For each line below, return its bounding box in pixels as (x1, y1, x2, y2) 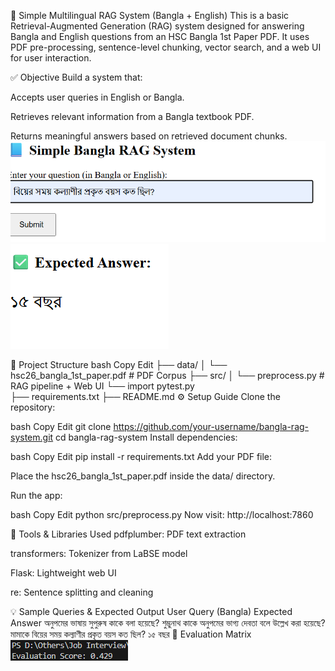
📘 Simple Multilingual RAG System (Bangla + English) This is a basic (10, 10, 290, 21)
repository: (10, 401, 56, 414)
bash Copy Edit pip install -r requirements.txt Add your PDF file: (10, 451, 273, 463)
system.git (10, 431, 54, 444)
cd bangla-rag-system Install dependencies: (55, 431, 238, 444)
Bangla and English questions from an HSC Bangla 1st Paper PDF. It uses (10, 31, 310, 42)
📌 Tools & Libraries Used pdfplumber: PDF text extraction (10, 528, 247, 540)
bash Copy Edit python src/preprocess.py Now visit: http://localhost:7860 (10, 509, 314, 521)
